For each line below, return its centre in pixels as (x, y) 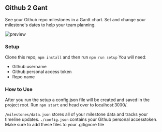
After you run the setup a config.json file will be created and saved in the (77, 100)
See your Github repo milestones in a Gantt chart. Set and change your (75, 19)
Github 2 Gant (26, 8)
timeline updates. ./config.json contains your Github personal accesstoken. (81, 119)
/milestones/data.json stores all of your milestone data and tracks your (77, 114)
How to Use (19, 89)
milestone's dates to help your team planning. (50, 25)
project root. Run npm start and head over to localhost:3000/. (66, 105)
